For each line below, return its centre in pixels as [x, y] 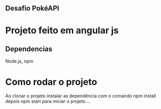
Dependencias [29, 49]
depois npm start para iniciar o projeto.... [48, 101]
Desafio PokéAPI [32, 8]
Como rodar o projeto [51, 82]
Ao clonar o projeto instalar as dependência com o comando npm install [81, 96]
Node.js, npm [19, 61]
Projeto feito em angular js [62, 30]
